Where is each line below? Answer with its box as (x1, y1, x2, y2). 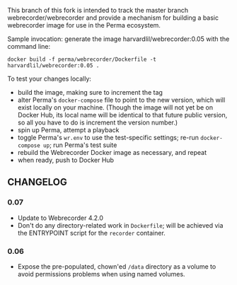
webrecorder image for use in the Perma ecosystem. (7, 21, 161, 29)
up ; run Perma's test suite (43, 141, 117, 149)
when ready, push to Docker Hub (17, 156, 115, 164)
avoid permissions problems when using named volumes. (17, 269, 185, 278)
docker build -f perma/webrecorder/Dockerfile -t (7, 56, 157, 63)
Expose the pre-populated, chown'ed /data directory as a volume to (17, 262, 216, 271)
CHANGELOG (7, 176, 67, 188)
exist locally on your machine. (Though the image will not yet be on (17, 103, 214, 112)
